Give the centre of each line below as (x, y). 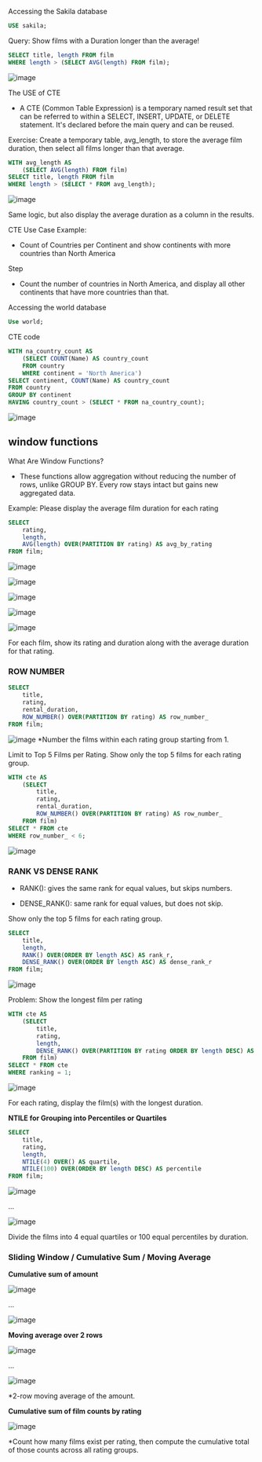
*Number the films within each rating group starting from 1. (133, 739)
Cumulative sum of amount (53, 1274)
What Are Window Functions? (56, 461)
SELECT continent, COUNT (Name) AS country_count (89, 380)
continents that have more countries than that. (94, 292)
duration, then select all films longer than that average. (96, 148)
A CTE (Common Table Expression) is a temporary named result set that (136, 108)
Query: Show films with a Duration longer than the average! (104, 40)
